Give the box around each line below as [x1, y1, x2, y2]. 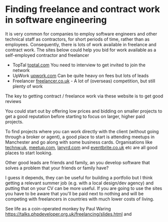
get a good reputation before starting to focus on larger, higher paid [5, 113, 145, 119]
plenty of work [12, 83, 43, 89]
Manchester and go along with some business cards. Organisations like [5, 139, 153, 145]
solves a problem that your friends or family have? [5, 165, 109, 171]
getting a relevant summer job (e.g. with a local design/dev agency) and [5, 180, 154, 186]
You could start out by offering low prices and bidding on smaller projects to [5, 108, 162, 114]
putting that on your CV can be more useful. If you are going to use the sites [5, 185, 162, 191]
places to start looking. [5, 150, 53, 156]
